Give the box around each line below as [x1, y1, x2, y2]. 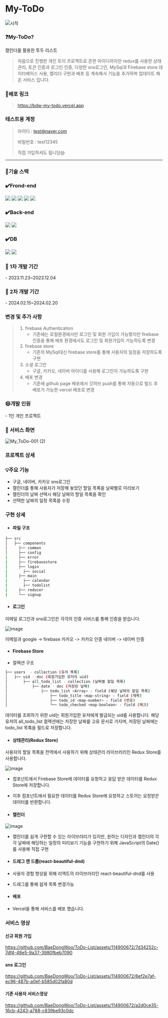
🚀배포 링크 [5, 91, 29, 98]
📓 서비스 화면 [5, 426, 35, 433]
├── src [5, 536, 21, 541]
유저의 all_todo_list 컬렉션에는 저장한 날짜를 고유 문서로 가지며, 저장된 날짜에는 [5, 718, 158, 724]
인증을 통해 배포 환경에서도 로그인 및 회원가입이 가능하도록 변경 [32, 337, 155, 343]
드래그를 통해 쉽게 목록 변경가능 [12, 881, 74, 887]
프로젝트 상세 [5, 452, 35, 459]
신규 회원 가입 [5, 933, 31, 939]
